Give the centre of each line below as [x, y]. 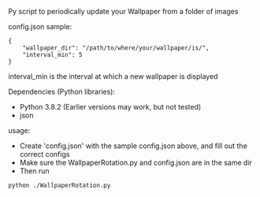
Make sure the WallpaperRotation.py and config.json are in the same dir [136, 162]
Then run [34, 171]
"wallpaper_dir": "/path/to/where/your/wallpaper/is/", [116, 48]
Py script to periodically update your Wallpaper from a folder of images [123, 11]
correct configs [45, 154]
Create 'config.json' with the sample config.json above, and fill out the [134, 146]
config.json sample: [40, 26]
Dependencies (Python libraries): [62, 91]
